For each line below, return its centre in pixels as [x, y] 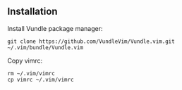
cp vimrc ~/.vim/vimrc [41, 79]
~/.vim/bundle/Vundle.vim [45, 47]
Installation [32, 12]
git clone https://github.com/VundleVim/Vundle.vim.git [91, 41]
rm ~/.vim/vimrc [31, 73]
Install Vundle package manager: [55, 28]
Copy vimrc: [25, 60]
